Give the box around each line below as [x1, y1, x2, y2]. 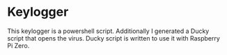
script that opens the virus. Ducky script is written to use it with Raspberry [7, 34, 221, 42]
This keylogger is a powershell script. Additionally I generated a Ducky [7, 27, 210, 35]
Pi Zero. [7, 41, 30, 49]
